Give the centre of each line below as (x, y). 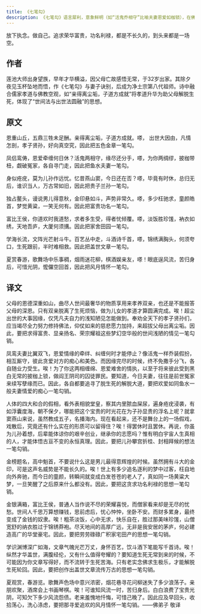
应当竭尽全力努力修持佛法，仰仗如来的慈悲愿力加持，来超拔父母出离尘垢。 (98, 325)
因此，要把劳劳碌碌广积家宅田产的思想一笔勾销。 (113, 534)
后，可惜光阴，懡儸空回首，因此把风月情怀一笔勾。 (69, 267)
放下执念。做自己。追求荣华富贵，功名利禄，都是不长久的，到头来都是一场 (98, 35)
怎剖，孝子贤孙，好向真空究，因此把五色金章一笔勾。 (72, 145)
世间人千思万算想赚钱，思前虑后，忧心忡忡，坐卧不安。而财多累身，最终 (106, 511)
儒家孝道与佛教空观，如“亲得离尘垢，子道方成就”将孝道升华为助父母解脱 (100, 94)
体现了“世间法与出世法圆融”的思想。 (61, 101)
